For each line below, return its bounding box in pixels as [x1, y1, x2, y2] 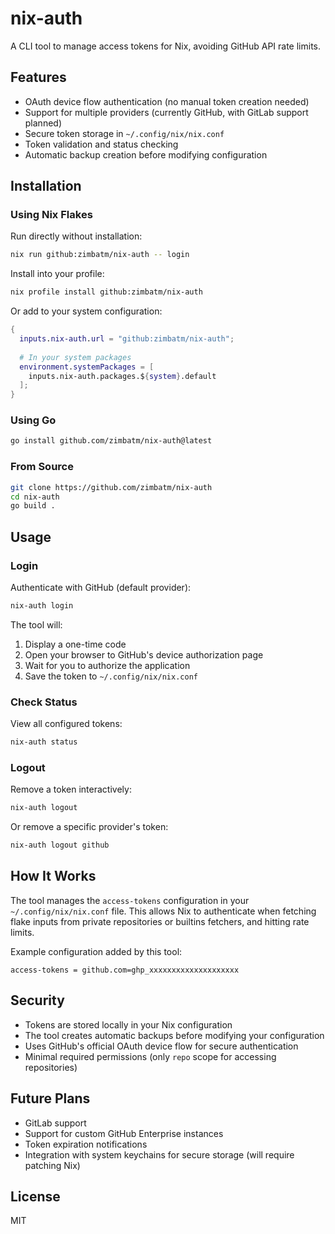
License [10, 1188, 61, 1205]
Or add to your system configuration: [10, 305, 163, 317]
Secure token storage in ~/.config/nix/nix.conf [24, 127, 225, 139]
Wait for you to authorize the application [24, 659, 191, 671]
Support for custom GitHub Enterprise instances [24, 1127, 224, 1139]
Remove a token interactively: [10, 783, 132, 796]
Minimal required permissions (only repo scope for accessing [24, 1050, 277, 1062]
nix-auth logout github [10, 840, 110, 851]
